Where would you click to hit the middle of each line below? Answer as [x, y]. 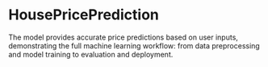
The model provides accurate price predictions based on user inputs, [123, 37]
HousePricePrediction [84, 15]
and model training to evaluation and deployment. [91, 54]
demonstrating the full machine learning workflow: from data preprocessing [134, 45]
